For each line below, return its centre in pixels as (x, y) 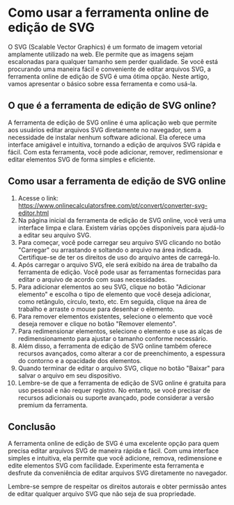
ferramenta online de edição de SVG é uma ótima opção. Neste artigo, (109, 76)
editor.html (33, 213)
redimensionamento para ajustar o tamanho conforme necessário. (113, 338)
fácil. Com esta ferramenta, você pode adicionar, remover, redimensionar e (116, 152)
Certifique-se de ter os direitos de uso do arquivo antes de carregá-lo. (119, 257)
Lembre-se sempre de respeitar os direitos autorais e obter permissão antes (117, 487)
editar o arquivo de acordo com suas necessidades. (92, 279)
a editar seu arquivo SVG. (54, 235)
